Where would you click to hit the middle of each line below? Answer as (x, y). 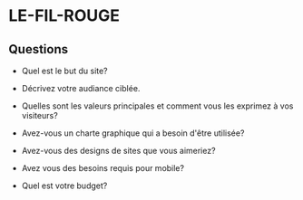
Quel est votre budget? (64, 186)
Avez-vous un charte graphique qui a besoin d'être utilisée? (133, 133)
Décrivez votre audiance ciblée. (81, 88)
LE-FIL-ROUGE (64, 16)
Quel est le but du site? (64, 71)
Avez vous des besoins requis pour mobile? (103, 168)
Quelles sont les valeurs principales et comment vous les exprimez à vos (157, 106)
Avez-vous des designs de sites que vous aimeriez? (118, 151)
